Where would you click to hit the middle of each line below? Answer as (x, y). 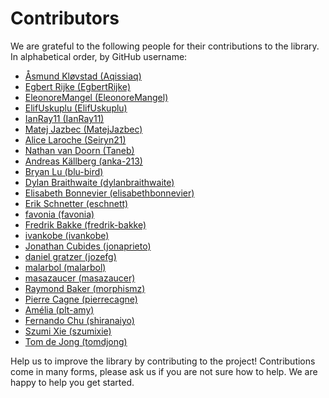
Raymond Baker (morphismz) (85, 288)
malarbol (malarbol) (65, 267)
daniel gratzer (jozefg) (70, 256)
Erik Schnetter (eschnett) (76, 203)
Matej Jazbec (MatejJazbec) (83, 129)
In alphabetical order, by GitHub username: (99, 56)
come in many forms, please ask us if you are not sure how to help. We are (164, 371)
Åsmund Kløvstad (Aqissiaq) (83, 76)
